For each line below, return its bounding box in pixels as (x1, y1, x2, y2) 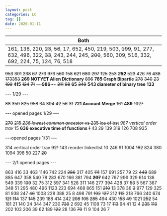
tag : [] (5, 16, 21, 21)
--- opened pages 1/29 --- (5, 110, 60, 116)
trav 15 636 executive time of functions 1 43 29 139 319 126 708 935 (5, 125, 148, 131)
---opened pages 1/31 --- (5, 135, 57, 141)
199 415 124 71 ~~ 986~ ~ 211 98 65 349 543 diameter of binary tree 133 (5, 81, 155, 87)
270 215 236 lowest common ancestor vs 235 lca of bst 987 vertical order (5, 120, 157, 126)
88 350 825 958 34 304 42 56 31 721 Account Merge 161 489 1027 (5, 101, 144, 107)
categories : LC (5, 12, 37, 17)
